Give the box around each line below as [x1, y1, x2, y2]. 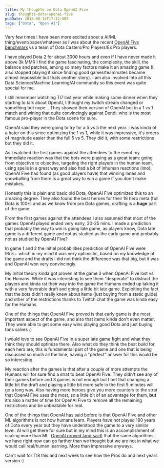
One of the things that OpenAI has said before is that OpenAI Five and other [5, 412, 157, 418]
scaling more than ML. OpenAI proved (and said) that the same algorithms [5, 433, 154, 439]
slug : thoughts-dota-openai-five [5, 12, 73, 17]
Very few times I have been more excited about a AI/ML [5, 34, 117, 40]
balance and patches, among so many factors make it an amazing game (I [5, 64, 154, 70]
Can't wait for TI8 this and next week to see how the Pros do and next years [5, 452, 158, 459]
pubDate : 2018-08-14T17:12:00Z [5, 16, 69, 21]
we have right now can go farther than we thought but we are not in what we [5, 438, 159, 444]
